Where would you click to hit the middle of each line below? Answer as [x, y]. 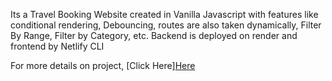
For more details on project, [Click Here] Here [103, 65]
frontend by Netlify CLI [57, 46]
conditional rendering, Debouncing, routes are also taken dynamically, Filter [166, 25]
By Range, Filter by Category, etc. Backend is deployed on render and [154, 35]
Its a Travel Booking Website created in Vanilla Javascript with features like [164, 14]
